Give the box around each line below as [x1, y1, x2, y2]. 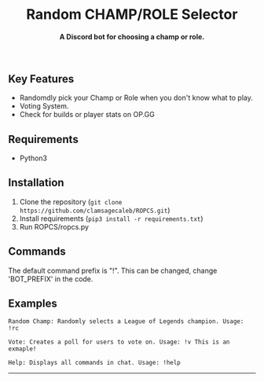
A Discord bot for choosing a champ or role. [59, 31, 205, 41]
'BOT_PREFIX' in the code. [8, 274, 93, 284]
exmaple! [8, 345, 37, 353]
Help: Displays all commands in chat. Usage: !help [8, 359, 181, 367]
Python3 [19, 153, 47, 163]
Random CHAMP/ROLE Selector [26, 6, 238, 24]
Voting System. [19, 101, 69, 111]
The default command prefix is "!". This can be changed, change [8, 266, 218, 275]
